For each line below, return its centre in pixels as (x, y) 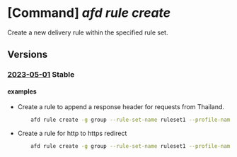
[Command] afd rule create (89, 13)
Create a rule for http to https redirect (72, 133)
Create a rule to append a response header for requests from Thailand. (121, 107)
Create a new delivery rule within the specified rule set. (88, 32)
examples (22, 91)
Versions (28, 55)
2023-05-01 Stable (41, 75)
